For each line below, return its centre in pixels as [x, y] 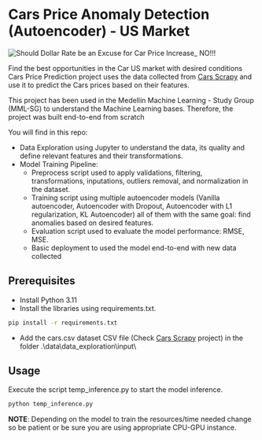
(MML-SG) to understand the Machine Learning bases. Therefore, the [121, 109]
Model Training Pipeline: [59, 164]
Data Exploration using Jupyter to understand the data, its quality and [132, 147]
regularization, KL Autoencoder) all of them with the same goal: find [141, 214]
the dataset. [51, 189]
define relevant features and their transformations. [101, 156]
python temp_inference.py [50, 404]
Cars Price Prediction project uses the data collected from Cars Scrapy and [130, 76]
